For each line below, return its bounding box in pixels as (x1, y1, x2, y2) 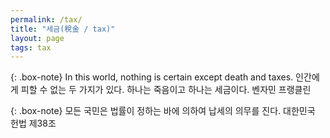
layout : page (10, 33, 65, 43)
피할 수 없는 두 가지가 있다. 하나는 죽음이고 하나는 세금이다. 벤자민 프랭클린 (20, 84, 312, 96)
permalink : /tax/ (10, 14, 83, 25)
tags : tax (10, 42, 52, 53)
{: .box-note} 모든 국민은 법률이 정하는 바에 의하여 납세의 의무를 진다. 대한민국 (10, 105, 316, 117)
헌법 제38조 (10, 117, 57, 130)
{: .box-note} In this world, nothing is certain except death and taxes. (10, 71, 294, 83)
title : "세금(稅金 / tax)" (10, 24, 116, 34)
